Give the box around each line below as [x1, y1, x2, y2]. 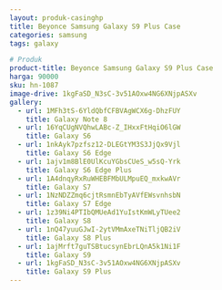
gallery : [9, 98, 43, 107]
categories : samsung [9, 30, 88, 39]
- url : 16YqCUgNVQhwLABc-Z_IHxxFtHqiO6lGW [17, 123, 181, 132]
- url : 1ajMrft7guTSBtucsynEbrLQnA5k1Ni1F [17, 242, 181, 251]
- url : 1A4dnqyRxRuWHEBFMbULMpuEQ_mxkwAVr [17, 174, 181, 183]
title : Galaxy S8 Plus [25, 233, 112, 243]
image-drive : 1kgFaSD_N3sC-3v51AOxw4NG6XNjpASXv [9, 88, 197, 98]
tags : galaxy [9, 38, 59, 48]
